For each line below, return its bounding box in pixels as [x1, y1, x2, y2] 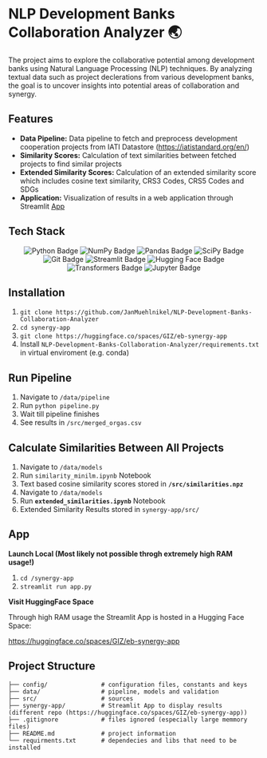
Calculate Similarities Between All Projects [8, 441, 225, 454]
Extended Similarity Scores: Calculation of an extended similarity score [19, 167, 257, 177]
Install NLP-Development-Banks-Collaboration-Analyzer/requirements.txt [19, 339, 260, 349]
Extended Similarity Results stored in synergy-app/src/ [19, 505, 200, 514]
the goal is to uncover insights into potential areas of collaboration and [8, 81, 240, 90]
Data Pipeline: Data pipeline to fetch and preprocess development [19, 133, 238, 143]
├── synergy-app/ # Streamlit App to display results [8, 701, 223, 709]
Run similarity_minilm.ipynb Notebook [19, 470, 151, 480]
